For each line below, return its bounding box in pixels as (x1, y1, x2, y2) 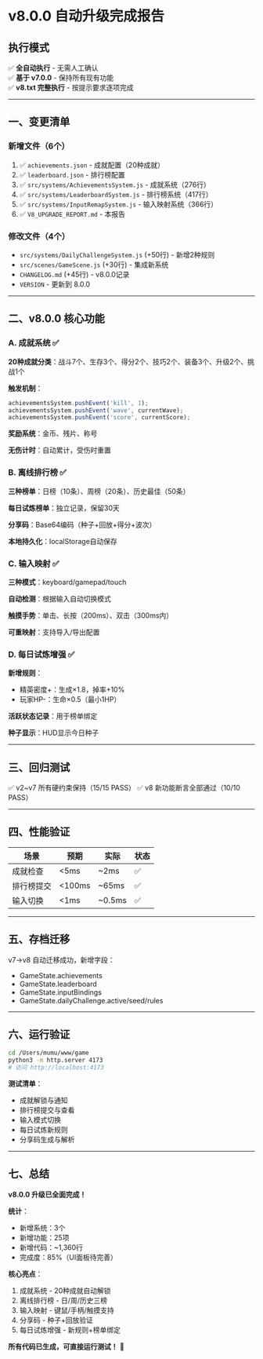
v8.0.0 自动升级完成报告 (8, 7, 165, 25)
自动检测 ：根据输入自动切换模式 (8, 594, 111, 603)
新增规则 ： (8, 668, 43, 678)
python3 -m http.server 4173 (8, 1057, 103, 1065)
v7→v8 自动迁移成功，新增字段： (8, 955, 115, 964)
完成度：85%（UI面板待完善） (19, 1252, 117, 1262)
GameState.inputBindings (19, 987, 102, 997)
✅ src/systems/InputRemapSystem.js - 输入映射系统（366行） (19, 199, 218, 209)
